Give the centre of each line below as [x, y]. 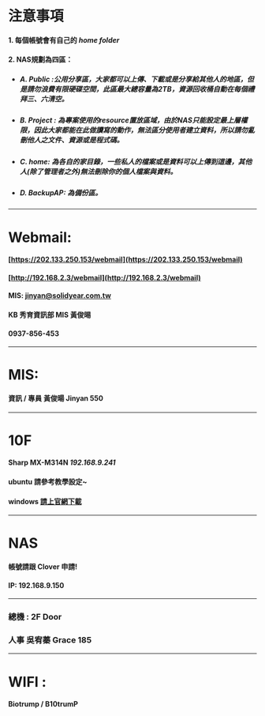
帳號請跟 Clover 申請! [43, 567]
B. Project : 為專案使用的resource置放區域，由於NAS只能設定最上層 [130, 120]
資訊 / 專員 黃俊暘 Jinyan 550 [56, 398]
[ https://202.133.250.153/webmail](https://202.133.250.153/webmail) [125, 260]
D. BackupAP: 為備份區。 [61, 193]
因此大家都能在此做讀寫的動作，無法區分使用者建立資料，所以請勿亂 [144, 130]
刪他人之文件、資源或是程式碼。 [71, 140]
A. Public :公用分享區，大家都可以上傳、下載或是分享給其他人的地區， [133, 79]
